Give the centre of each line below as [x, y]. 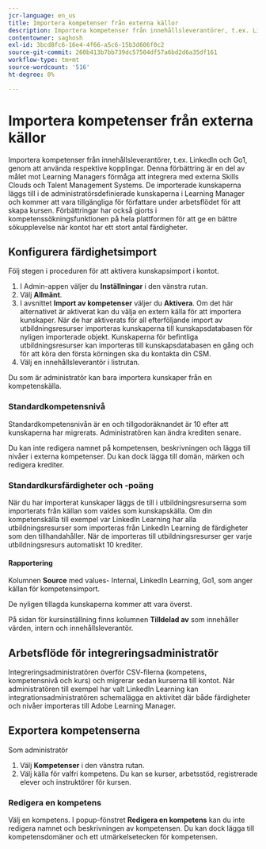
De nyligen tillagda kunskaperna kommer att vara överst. [100, 605]
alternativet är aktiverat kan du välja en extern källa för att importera [130, 312]
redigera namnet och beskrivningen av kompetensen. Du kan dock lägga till [131, 828]
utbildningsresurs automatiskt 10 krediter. [76, 544]
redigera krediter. [36, 464]
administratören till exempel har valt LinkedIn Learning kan [104, 689]
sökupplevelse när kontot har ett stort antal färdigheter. [98, 227]
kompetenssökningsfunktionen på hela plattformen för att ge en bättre [123, 218]
